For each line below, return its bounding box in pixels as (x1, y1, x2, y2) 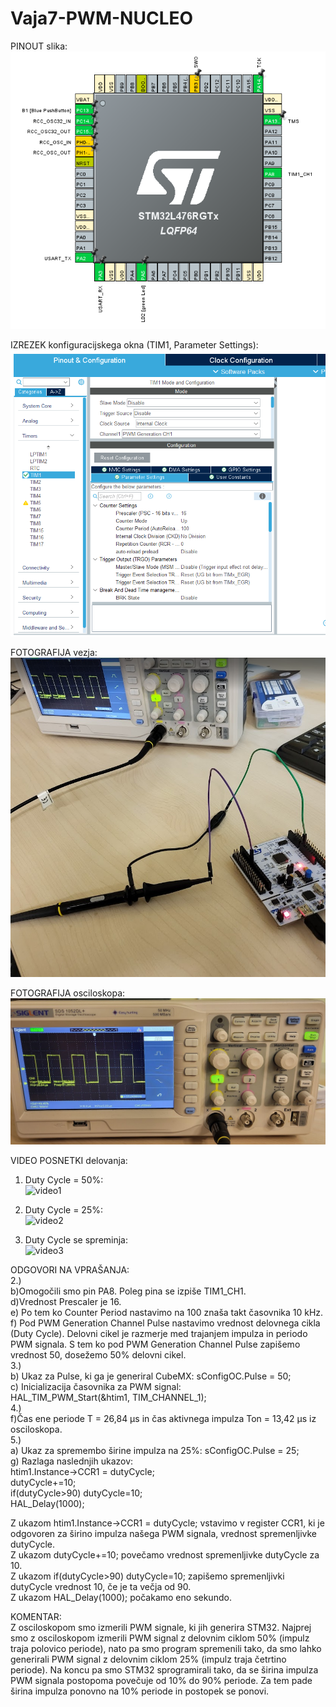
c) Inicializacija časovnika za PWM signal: (10, 1380, 182, 1392)
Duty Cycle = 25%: (24, 1203, 103, 1216)
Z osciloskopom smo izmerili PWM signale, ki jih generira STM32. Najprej (10, 1621, 312, 1633)
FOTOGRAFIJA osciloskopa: (10, 987, 126, 999)
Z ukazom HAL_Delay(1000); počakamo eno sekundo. (10, 1591, 232, 1603)
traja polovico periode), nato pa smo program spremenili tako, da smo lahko (10, 1642, 322, 1654)
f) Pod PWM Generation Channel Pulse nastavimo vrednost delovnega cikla (10, 1317, 321, 1329)
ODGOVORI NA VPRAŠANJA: (10, 1263, 130, 1276)
